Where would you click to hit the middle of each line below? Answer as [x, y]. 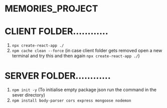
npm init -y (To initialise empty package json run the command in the [84, 90]
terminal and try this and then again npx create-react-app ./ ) [76, 56]
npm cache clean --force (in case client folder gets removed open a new [87, 51]
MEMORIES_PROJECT [51, 9]
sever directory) [29, 95]
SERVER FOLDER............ [58, 76]
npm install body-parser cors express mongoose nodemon [71, 101]
